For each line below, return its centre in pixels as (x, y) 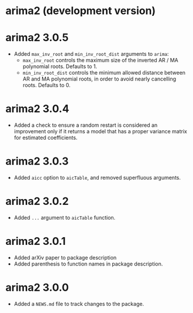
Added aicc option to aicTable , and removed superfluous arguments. (97, 178)
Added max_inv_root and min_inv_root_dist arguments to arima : (91, 54)
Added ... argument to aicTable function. (65, 217)
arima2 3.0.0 (37, 287)
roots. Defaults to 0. (46, 85)
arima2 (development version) (81, 11)
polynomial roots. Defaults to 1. (60, 66)
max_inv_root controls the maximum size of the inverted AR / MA (101, 60)
